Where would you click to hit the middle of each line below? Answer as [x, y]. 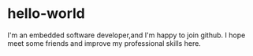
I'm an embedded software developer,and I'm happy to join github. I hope [126, 35]
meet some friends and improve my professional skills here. [104, 43]
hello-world [47, 14]
